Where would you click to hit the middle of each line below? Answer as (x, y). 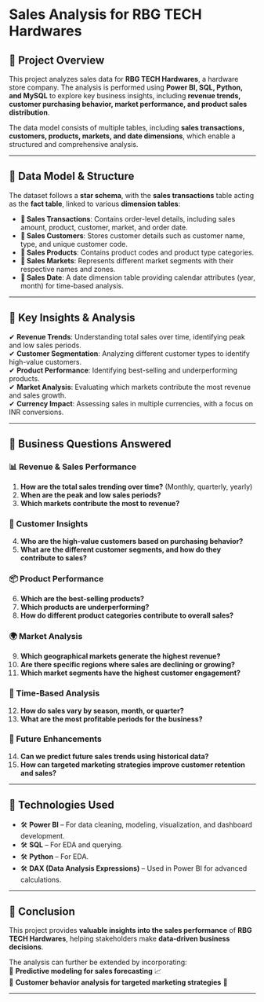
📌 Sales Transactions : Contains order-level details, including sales (128, 218)
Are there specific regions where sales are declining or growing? (128, 665)
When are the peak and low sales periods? (90, 495)
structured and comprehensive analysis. (74, 144)
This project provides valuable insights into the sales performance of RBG (130, 930)
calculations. (41, 879)
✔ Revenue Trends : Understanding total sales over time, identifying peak (127, 336)
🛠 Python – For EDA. (54, 856)
